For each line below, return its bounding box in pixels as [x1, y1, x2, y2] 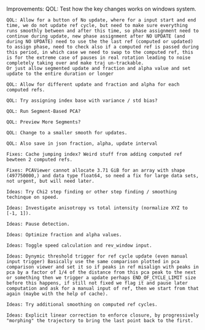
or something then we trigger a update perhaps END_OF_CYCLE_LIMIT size [6, 275, 196, 281]
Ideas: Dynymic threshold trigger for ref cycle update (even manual [6, 253, 188, 259]
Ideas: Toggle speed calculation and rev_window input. [6, 242, 152, 248]
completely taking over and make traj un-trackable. [6, 60, 144, 66]
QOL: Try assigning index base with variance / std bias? [6, 98, 158, 104]
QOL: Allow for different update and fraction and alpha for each [6, 82, 180, 88]
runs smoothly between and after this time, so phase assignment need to [6, 28, 199, 34]
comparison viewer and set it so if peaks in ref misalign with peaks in [6, 264, 199, 270]
